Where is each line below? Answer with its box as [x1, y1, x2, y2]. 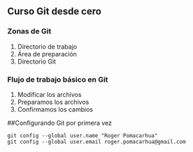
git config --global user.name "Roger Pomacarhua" [7, 132, 158, 139]
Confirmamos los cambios [17, 105, 93, 114]
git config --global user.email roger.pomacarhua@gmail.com [7, 138, 187, 145]
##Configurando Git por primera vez [7, 119, 113, 127]
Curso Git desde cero [7, 6, 101, 17]
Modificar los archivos [17, 90, 82, 98]
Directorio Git [17, 57, 56, 66]
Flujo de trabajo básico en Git [7, 75, 108, 84]
